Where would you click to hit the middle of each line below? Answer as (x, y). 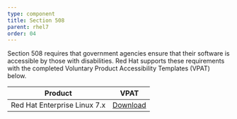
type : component (31, 14)
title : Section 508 (36, 20)
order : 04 (22, 33)
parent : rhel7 (28, 27)
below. (17, 76)
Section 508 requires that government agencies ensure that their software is (118, 54)
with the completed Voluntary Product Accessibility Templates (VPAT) (109, 68)
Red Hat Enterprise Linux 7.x (58, 105)
